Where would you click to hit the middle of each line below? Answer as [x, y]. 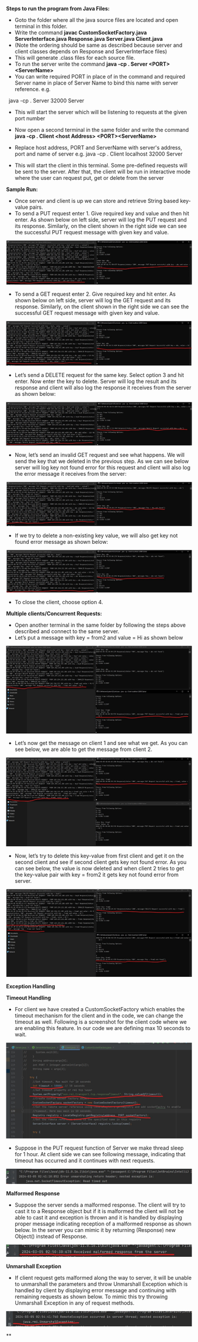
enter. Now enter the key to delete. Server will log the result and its [95, 381]
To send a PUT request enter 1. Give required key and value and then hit [102, 213]
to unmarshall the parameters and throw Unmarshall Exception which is [101, 1284]
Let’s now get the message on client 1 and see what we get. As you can [101, 743]
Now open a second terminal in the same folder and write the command [102, 130]
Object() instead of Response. [51, 1237]
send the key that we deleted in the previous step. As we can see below [102, 462]
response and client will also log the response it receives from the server [103, 388]
